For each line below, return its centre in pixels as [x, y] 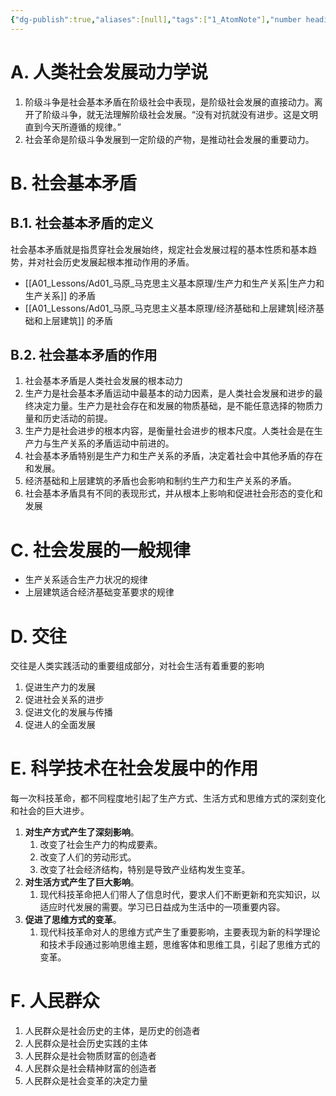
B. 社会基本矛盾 [73, 183]
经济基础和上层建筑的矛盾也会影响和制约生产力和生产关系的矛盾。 [160, 481]
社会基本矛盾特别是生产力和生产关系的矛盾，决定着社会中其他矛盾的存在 [173, 456]
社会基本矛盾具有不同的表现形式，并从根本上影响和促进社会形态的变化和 [173, 493]
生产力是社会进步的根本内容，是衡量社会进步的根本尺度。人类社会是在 [169, 431]
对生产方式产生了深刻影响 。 [82, 832]
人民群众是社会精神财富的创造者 [90, 1068]
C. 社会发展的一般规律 [100, 550]
